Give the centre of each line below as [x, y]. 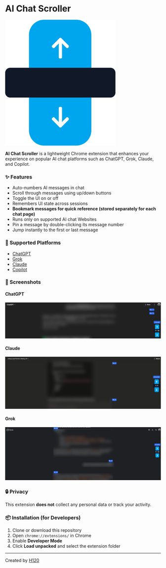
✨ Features [19, 177]
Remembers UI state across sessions [50, 203]
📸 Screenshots [23, 282]
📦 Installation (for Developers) [43, 517]
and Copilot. [18, 164]
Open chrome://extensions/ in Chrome [52, 535]
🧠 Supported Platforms [33, 243]
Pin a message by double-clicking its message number [68, 225]
